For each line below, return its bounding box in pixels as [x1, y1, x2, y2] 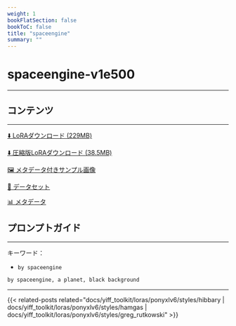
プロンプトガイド [7, 222, 81, 234]
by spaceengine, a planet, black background [7, 276, 140, 283]
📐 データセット [7, 182, 51, 191]
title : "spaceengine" [7, 29, 71, 37]
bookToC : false [7, 23, 52, 30]
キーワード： [7, 248, 44, 257]
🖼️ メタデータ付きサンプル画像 [7, 165, 96, 174]
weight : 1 [7, 10, 37, 18]
